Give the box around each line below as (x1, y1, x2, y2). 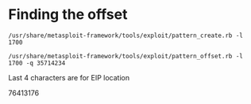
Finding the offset (8, 6, 128, 24)
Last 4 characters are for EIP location (8, 72, 129, 82)
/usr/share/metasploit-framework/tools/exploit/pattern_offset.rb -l (8, 52, 244, 60)
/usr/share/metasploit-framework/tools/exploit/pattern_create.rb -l (8, 32, 244, 39)
